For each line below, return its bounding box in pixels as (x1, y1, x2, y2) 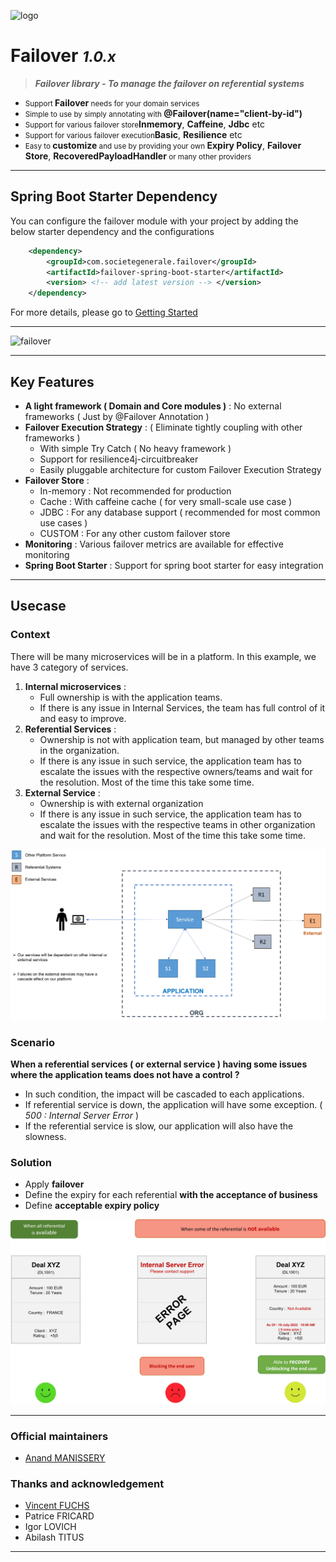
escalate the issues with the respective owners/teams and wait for (39, 765, 313, 777)
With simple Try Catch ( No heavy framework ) (39, 442, 232, 454)
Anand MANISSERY (24, 1451, 106, 1464)
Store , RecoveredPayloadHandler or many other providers (24, 150, 252, 162)
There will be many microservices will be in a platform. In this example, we (10, 650, 317, 662)
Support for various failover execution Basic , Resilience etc (24, 128, 243, 140)
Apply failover (24, 1178, 85, 1190)
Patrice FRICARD (24, 1510, 95, 1522)
